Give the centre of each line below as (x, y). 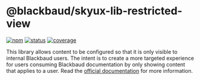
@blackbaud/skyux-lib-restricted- (94, 11)
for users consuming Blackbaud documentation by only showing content (96, 64)
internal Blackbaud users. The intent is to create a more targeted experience (100, 58)
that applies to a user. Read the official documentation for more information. (100, 70)
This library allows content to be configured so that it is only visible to (92, 51)
